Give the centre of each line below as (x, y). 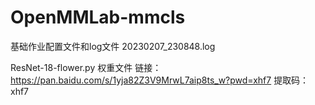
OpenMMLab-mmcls (98, 17)
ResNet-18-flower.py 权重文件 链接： (86, 67)
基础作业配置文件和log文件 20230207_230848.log (113, 46)
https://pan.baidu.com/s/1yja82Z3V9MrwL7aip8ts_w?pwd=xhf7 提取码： (160, 80)
